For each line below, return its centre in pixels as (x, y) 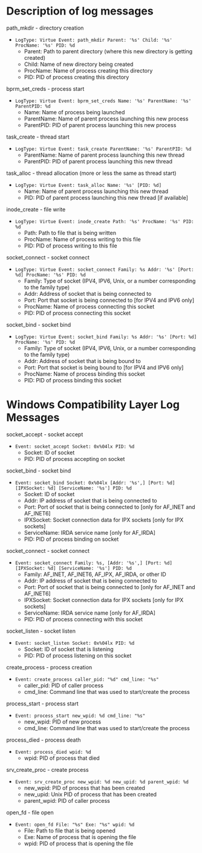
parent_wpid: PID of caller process (67, 800)
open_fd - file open (30, 812)
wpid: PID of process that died (62, 758)
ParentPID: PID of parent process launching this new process (100, 125)
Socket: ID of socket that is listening (69, 649)
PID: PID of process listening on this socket (78, 655)
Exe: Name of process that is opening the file (80, 837)
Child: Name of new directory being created (79, 64)
